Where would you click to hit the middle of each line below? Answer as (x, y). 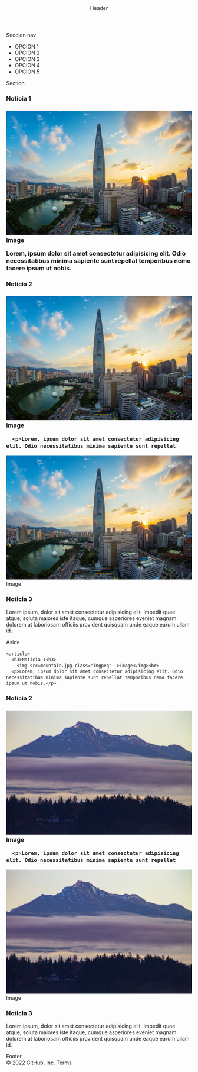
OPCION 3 (27, 59)
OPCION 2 (27, 53)
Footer (14, 1057)
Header (99, 8)
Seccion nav (21, 35)
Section (15, 83)
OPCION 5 (27, 72)
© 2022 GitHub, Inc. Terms (39, 1063)
